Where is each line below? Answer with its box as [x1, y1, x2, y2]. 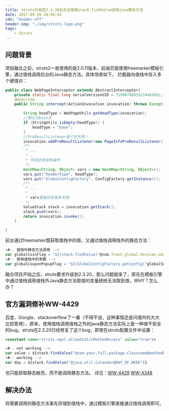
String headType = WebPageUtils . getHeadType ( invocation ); [23, 111, 147, 116]
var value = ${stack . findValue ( [5, 351, 73, 356]
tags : [5, 26, 17, 31]
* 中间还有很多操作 [25, 158, 60, 163]
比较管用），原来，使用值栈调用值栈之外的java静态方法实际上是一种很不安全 [5, 320, 161, 326]
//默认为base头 [23, 115, 52, 121]
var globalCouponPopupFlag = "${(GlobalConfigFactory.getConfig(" [5, 261, 147, 266]
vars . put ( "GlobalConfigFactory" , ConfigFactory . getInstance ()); [23, 176, 161, 181]
